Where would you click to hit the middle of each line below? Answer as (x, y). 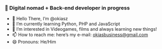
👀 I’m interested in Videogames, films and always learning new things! (84, 29)
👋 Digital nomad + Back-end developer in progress (67, 8)
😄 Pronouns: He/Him (34, 42)
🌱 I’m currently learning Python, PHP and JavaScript (66, 24)
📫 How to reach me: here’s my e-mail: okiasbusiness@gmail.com (80, 35)
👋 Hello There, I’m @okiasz (40, 19)
